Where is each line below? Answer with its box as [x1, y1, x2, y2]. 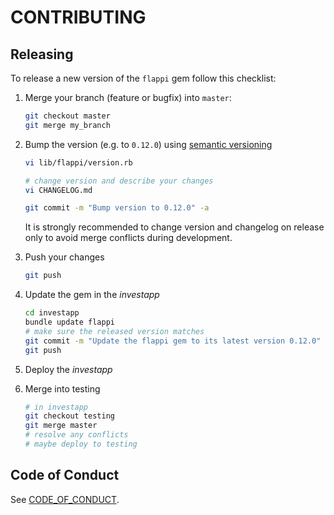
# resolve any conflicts [24, 430, 129, 440]
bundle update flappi [24, 317, 115, 327]
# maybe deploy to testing [24, 439, 138, 449]
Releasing [10, 46, 74, 63]
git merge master [24, 421, 98, 431]
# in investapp [24, 402, 89, 412]
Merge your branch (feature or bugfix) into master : [24, 92, 232, 103]
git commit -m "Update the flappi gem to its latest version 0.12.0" [24, 336, 322, 346]
